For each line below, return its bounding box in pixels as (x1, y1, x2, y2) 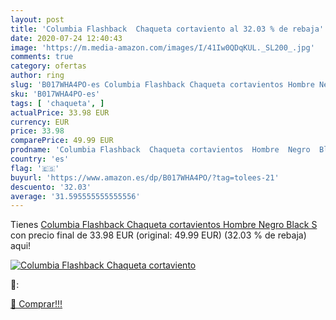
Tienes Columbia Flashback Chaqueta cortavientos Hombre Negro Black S (10, 219, 318, 231)
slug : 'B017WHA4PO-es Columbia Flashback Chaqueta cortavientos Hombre (10, 80, 315, 90)
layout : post (10, 14, 65, 25)
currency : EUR (10, 117, 70, 127)
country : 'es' (10, 154, 70, 164)
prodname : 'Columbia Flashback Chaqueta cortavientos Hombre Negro (10, 145, 311, 155)
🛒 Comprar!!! (10, 298, 63, 310)
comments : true (10, 52, 74, 62)
